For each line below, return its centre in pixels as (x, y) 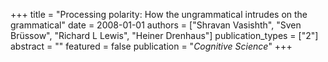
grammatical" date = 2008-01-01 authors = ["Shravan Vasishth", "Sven (156, 25)
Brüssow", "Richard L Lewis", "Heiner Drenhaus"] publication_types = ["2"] (164, 35)
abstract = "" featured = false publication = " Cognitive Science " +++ (151, 46)
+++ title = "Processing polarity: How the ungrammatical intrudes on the (159, 14)
